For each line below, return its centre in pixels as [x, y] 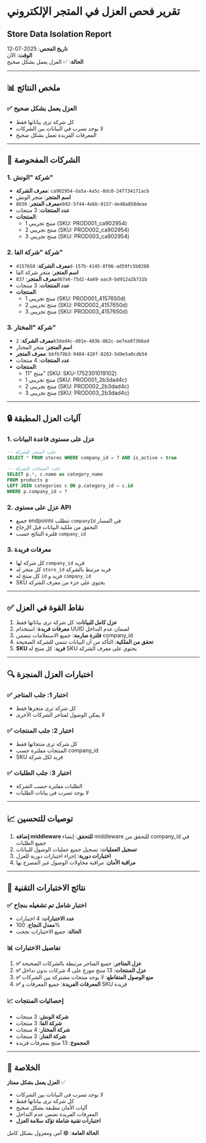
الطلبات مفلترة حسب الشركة [49, 786]
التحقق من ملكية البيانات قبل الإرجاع [57, 527]
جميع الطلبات [31, 843]
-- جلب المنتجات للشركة [34, 469]
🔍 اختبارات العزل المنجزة [50, 674]
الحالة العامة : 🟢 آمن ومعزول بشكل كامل [53, 1133]
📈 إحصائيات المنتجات [35, 1001]
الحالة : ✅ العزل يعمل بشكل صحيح [45, 62]
